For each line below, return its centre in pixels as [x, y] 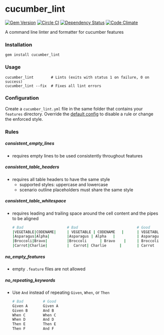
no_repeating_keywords [30, 280]
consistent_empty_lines [30, 143]
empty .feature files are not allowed [49, 269]
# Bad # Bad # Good [81, 227]
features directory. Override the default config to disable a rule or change [79, 114]
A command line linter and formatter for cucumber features [64, 32]
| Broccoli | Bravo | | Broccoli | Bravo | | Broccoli [85, 241]
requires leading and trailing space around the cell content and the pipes [85, 213]
